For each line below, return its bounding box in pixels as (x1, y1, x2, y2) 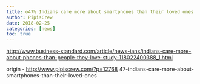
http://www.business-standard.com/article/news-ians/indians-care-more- (6, 47, 192, 55)
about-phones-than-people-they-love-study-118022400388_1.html (6, 54, 173, 61)
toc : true (6, 31, 32, 37)
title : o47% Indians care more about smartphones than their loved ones (6, 8, 194, 15)
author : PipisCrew (6, 14, 53, 20)
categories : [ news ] (6, 25, 56, 32)
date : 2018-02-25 (6, 20, 50, 26)
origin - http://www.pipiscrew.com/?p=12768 (6, 65, 118, 73)
